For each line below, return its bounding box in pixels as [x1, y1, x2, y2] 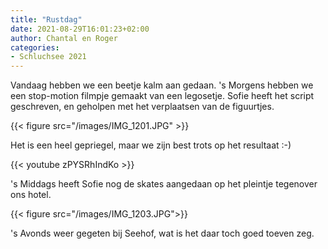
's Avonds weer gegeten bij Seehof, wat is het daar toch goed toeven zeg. [10, 227, 315, 240]
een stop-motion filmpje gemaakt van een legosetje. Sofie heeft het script [10, 90, 315, 102]
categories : [10, 42, 60, 53]
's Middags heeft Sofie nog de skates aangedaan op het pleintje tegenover [10, 178, 318, 190]
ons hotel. [10, 189, 52, 201]
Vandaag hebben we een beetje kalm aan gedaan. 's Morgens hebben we [10, 79, 314, 91]
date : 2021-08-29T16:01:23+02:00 [10, 24, 150, 34]
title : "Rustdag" [10, 14, 83, 25]
